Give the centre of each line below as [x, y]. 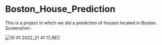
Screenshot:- [19, 28]
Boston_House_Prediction [60, 9]
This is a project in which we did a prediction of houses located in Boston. [81, 23]
